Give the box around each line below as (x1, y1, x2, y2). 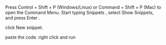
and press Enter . (5, 15, 40, 20)
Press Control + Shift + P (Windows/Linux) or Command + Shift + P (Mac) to (5, 4, 161, 10)
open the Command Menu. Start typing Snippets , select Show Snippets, (5, 9, 154, 15)
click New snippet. (5, 24, 43, 30)
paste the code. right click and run (5, 34, 76, 40)
